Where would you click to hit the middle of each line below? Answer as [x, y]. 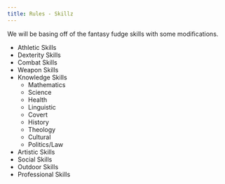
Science [40, 92]
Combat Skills [37, 62]
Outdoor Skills [38, 166]
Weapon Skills [38, 70]
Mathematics [47, 84]
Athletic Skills [37, 47]
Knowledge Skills [42, 77]
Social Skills [35, 159]
